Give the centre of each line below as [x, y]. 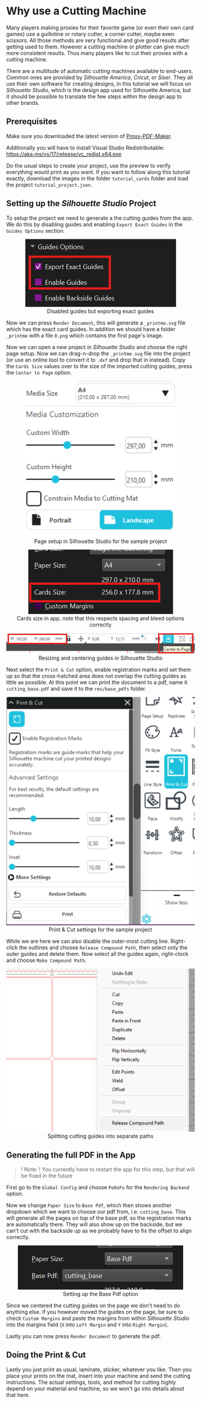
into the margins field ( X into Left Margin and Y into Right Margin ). [87, 1325]
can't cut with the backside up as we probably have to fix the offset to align [99, 1231]
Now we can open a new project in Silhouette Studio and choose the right [97, 347]
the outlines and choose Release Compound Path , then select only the [103, 948]
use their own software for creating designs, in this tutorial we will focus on [99, 83]
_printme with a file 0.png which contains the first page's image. [85, 335]
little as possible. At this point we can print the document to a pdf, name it [97, 682]
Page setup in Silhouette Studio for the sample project [100, 541]
